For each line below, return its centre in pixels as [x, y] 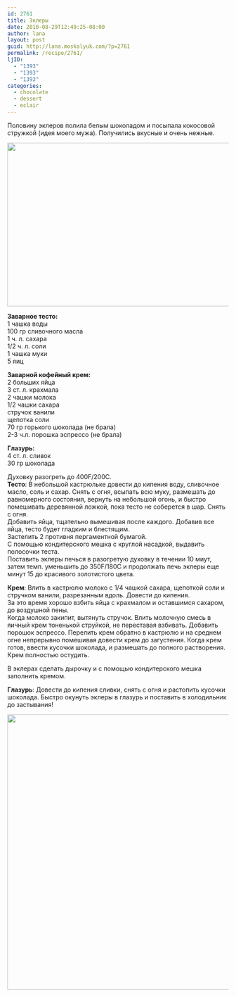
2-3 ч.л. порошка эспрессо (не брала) [65, 434]
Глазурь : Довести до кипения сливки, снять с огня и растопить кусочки [117, 690]
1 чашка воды [27, 324]
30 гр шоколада [31, 463]
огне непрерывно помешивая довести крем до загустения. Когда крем [115, 640]
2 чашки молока [32, 397]
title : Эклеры [28, 20]
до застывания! [31, 704]
